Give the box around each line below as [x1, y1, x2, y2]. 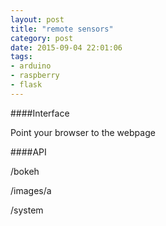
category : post [10, 33, 74, 43]
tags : [10, 52, 33, 62]
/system [10, 204, 44, 216]
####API [10, 146, 47, 158]
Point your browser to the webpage [10, 126, 156, 138]
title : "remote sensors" [10, 24, 114, 34]
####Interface [10, 107, 70, 119]
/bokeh [10, 165, 40, 177]
